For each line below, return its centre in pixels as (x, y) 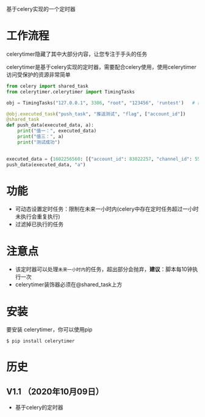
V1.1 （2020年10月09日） (55, 392)
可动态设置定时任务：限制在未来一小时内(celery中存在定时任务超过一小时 (107, 209)
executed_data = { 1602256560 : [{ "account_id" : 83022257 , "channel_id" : (99, 159)
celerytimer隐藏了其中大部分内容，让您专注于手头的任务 (77, 54)
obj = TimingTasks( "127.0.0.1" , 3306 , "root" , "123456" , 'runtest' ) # (101, 103)
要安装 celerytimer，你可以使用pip (49, 330)
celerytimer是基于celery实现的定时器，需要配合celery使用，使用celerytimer (102, 67)
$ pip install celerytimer (41, 341)
